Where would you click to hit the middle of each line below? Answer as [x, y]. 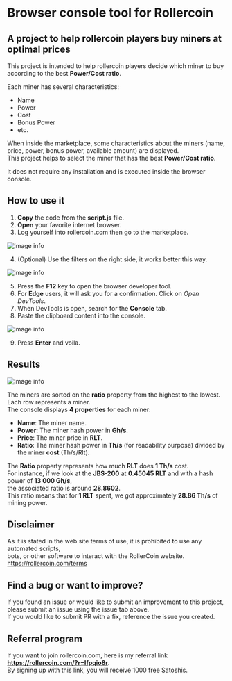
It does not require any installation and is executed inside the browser [106, 171]
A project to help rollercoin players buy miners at [115, 39]
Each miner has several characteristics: [63, 87]
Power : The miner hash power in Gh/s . [72, 430]
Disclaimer [31, 525]
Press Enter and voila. [49, 343]
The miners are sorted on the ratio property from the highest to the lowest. [114, 395]
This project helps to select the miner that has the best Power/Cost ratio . [111, 158]
